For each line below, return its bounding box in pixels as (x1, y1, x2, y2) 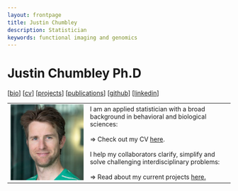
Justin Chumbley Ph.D (7, 65, 142, 82)
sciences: (89, 119, 118, 128)
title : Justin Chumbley (7, 18, 78, 26)
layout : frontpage (7, 11, 62, 18)
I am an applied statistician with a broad (89, 104, 205, 113)
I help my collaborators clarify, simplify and (89, 150, 215, 158)
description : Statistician (7, 26, 87, 33)
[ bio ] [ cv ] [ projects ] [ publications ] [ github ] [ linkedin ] (7, 89, 159, 97)
